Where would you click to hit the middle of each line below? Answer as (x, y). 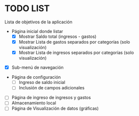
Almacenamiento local (34, 103)
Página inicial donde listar (37, 31)
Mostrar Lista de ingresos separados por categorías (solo (76, 53)
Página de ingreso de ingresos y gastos (51, 98)
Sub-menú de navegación (37, 67)
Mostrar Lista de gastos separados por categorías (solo (74, 42)
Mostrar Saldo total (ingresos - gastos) (58, 36)
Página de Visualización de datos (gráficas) (55, 108)
